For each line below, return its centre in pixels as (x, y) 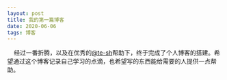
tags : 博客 (22, 32)
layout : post (26, 13)
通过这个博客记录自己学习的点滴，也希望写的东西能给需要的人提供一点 (111, 62)
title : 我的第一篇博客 (36, 20)
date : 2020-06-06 (32, 26)
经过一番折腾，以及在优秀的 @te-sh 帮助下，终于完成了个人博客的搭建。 (113, 53)
